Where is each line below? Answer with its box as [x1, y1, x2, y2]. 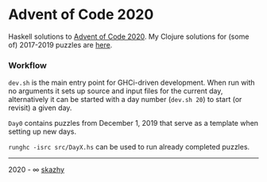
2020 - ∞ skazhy [8, 165, 65, 175]
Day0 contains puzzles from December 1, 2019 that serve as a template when [8, 119, 259, 128]
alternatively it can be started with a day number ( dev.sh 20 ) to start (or [8, 95, 242, 104]
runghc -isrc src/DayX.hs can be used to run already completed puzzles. [8, 142, 250, 152]
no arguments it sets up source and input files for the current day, [8, 86, 223, 96]
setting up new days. [8, 127, 77, 136]
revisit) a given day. [8, 103, 72, 112]
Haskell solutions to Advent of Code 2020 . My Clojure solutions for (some [8, 32, 250, 41]
